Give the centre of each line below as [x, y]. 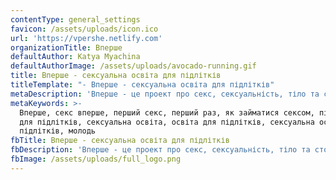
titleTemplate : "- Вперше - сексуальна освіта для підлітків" [142, 85]
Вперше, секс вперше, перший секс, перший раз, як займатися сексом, [167, 112]
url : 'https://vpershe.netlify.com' [86, 38]
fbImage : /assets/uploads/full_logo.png [96, 159]
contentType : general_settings [75, 19]
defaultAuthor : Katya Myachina [75, 57]
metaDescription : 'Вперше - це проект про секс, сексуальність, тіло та [165, 94]
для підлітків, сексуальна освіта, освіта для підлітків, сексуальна [167, 122]
